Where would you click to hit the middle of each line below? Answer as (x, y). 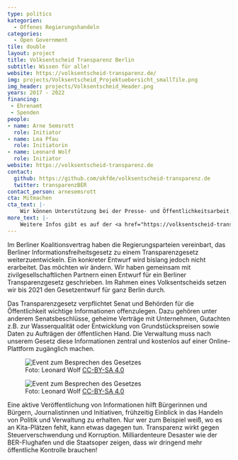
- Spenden (25, 113)
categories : (25, 34)
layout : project (31, 54)
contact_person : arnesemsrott (52, 192)
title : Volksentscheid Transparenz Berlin (71, 60)
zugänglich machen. (65, 348)
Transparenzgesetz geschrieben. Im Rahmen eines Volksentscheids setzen (117, 282)
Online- (220, 341)
